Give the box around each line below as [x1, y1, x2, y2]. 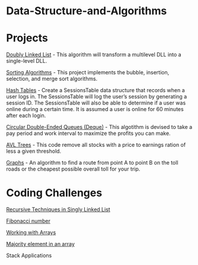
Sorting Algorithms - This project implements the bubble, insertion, [6, 69, 170, 76]
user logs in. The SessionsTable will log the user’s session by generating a [6, 93, 187, 100]
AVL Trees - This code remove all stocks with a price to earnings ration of [6, 141, 186, 149]
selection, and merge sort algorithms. [6, 75, 98, 83]
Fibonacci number [6, 217, 50, 225]
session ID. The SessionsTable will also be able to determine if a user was [6, 99, 186, 106]
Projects [6, 31, 49, 45]
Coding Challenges [6, 186, 103, 200]
